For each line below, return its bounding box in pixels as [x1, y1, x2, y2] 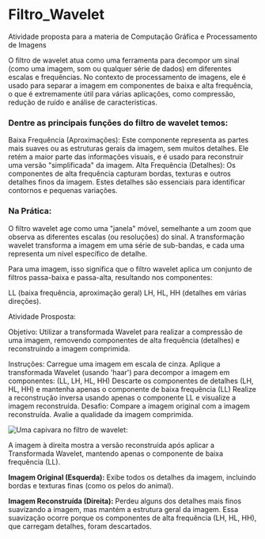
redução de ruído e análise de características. [8, 97, 158, 107]
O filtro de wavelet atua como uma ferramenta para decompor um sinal [8, 55, 240, 65]
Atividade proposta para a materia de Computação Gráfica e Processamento [8, 32, 258, 41]
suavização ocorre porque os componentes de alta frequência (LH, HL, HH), [8, 513, 257, 522]
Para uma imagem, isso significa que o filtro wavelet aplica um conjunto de [8, 264, 252, 274]
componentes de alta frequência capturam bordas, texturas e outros [8, 169, 231, 179]
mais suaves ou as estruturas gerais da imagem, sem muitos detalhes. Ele [8, 144, 249, 154]
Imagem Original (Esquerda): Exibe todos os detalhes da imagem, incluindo [8, 473, 256, 482]
